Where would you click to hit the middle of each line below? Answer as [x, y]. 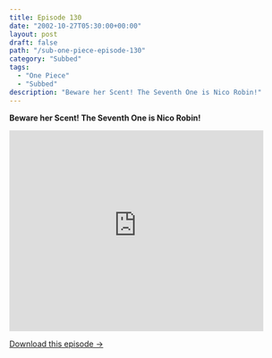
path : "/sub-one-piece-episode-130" [77, 51]
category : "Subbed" [46, 59]
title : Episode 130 [46, 17]
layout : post [34, 34]
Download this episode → [56, 344]
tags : [19, 68]
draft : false [34, 42]
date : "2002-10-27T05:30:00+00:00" [76, 26]
